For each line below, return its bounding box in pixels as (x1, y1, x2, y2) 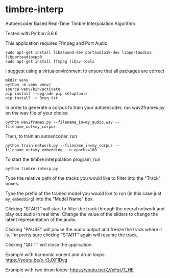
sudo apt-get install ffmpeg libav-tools (5, 59, 95, 64)
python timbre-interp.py (5, 166, 58, 171)
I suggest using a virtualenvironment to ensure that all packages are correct (5, 68, 165, 74)
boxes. (5, 180, 19, 186)
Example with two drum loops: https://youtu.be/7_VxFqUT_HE (5, 266, 134, 273)
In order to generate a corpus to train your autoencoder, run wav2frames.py (5, 104, 165, 110)
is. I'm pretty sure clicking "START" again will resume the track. (5, 232, 138, 238)
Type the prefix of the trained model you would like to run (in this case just (5, 190, 162, 197)
